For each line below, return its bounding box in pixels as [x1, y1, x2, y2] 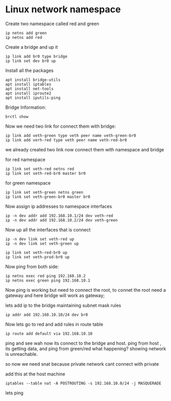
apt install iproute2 [5, 91, 52, 96]
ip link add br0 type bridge [5, 54, 68, 59]
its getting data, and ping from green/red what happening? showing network [5, 345, 166, 352]
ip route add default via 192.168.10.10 [5, 331, 93, 336]
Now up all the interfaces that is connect [5, 227, 91, 233]
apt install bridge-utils [5, 77, 60, 83]
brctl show [5, 114, 29, 119]
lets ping [5, 390, 24, 396]
